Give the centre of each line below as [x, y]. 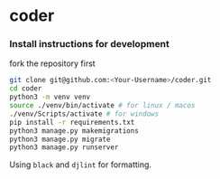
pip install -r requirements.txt [72, 122]
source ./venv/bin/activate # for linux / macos [102, 106]
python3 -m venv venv [50, 97]
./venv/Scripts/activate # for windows [84, 114]
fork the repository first [53, 63]
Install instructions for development [89, 44]
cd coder [26, 89]
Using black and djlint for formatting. [80, 165]
